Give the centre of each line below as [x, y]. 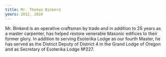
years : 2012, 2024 [24, 14]
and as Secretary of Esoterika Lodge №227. [50, 49]
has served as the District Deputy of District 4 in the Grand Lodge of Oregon [83, 44]
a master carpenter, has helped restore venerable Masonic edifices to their [81, 33]
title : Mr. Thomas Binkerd [33, 10]
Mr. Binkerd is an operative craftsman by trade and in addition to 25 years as [83, 28]
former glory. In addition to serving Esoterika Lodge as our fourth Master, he [83, 39]
